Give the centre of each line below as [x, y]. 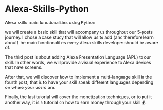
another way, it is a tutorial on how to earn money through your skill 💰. [76, 102]
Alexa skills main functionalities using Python [50, 22]
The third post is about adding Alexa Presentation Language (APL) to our [78, 57]
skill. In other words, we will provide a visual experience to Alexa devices [78, 62]
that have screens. [24, 67]
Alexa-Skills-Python [47, 9]
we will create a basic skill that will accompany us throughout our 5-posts [79, 32]
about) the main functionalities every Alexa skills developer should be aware [81, 42]
